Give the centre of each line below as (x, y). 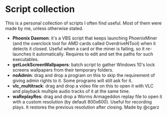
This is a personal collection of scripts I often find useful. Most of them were (83, 23)
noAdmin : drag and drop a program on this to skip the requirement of (84, 75)
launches (22, 54)
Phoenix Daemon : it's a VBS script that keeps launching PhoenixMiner (85, 38)
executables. (25, 59)
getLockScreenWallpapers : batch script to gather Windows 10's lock (84, 64)
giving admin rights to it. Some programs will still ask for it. (73, 80)
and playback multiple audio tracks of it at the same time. (71, 91)
